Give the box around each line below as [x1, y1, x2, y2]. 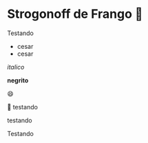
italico [7, 63, 25, 71]
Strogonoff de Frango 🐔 [7, 6, 143, 22]
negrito [7, 76, 29, 85]
